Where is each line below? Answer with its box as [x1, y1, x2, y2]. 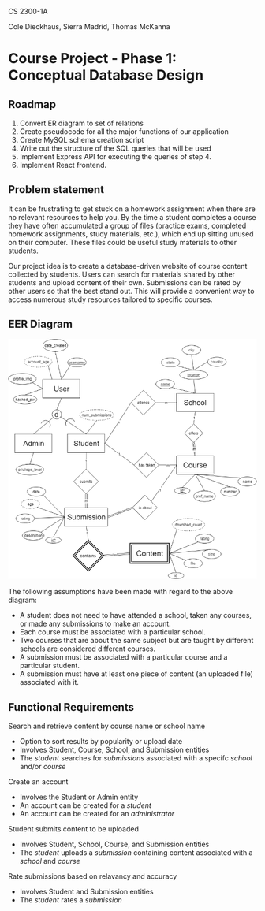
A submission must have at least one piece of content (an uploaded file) [19, 669, 254, 679]
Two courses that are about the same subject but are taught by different [19, 636, 254, 645]
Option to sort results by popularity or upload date [19, 737, 183, 746]
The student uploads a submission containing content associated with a [19, 848, 253, 857]
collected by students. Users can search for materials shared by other [8, 270, 235, 279]
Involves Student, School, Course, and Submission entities [19, 839, 210, 850]
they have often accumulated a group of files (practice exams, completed [8, 221, 247, 230]
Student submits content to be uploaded [8, 824, 140, 834]
